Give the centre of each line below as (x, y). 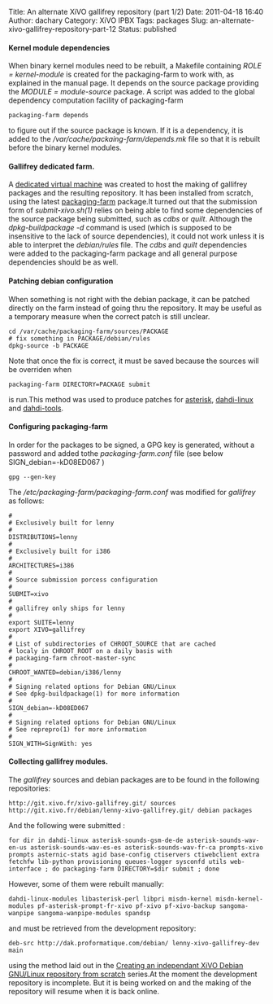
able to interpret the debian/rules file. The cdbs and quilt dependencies (128, 245)
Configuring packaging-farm (58, 427)
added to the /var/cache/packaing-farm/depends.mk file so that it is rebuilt (134, 139)
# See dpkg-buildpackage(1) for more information (94, 694)
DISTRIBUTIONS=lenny (43, 537)
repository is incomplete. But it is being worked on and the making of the (130, 983)
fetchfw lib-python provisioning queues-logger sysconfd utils (118, 862)
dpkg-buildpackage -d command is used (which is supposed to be (120, 228)
